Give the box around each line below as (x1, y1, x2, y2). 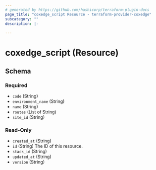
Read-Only (5, 126, 32, 133)
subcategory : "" (5, 16, 39, 21)
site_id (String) (12, 114, 45, 120)
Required (5, 82, 28, 88)
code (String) (12, 93, 38, 99)
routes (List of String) (12, 109, 56, 115)
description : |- (5, 21, 39, 26)
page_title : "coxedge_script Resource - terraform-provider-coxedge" (5, 12, 152, 17)
